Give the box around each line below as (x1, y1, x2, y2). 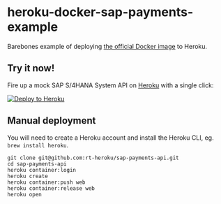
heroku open (7, 191, 42, 198)
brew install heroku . (7, 140, 69, 149)
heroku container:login (7, 166, 77, 173)
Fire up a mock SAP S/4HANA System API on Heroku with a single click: (7, 81, 214, 89)
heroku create (7, 173, 49, 180)
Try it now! (7, 62, 55, 74)
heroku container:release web (7, 184, 96, 192)
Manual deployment (7, 115, 96, 126)
